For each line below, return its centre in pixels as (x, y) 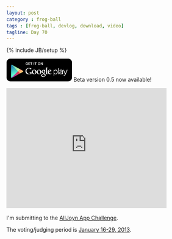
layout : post (23, 13)
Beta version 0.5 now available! (112, 80)
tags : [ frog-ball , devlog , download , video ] (65, 26)
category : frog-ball (34, 19)
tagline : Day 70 (27, 32)
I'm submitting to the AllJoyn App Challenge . (62, 218)
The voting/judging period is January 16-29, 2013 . (69, 230)
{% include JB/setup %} (37, 50)
